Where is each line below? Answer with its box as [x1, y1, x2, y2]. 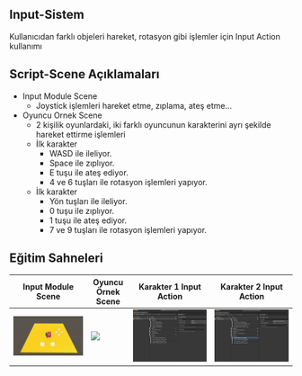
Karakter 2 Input [219, 282, 283, 292]
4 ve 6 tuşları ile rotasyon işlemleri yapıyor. [49, 176, 209, 187]
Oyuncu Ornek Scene [22, 110, 102, 121]
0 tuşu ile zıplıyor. [49, 205, 115, 216]
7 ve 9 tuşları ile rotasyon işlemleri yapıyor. [49, 224, 208, 235]
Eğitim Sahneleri [9, 251, 103, 266]
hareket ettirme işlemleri [35, 129, 126, 139]
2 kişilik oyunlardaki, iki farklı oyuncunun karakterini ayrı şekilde [35, 119, 271, 130]
